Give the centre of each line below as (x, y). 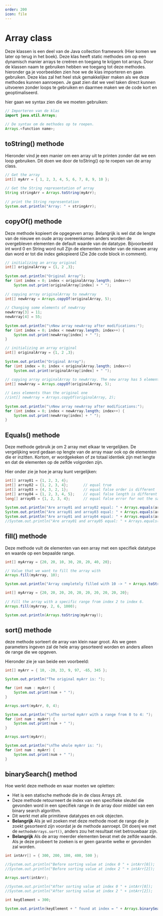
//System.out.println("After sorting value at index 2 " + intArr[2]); (79, 891)
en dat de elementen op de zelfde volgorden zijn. (54, 462)
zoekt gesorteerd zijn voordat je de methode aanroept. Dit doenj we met (84, 826)
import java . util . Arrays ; (31, 115)
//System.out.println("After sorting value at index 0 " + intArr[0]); (79, 886)
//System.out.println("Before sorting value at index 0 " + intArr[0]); (80, 865)
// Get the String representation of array (50, 188)
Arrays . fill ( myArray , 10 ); (32, 575)
